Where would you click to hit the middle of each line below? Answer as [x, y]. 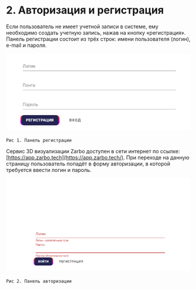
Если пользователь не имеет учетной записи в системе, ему [82, 26]
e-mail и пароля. [26, 45]
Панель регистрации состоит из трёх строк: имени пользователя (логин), [98, 39]
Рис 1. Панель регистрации [39, 141]
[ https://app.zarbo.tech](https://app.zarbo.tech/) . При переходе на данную [98, 158]
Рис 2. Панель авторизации [39, 281]
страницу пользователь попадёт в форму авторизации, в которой [88, 164]
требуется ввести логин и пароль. [49, 170]
